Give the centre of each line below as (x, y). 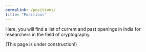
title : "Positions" (26, 15)
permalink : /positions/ (31, 10)
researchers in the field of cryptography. (48, 34)
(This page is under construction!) (41, 44)
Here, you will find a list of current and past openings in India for (73, 29)
